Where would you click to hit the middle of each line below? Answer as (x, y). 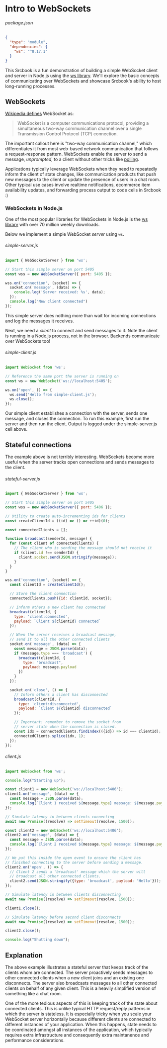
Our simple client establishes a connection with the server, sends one (76, 413)
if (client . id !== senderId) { (46, 553)
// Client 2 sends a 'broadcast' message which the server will (78, 872)
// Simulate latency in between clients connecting (60, 817)
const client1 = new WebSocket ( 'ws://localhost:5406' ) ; (64, 789)
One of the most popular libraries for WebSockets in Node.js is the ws (77, 219)
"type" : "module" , (29, 42)
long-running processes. (30, 86)
